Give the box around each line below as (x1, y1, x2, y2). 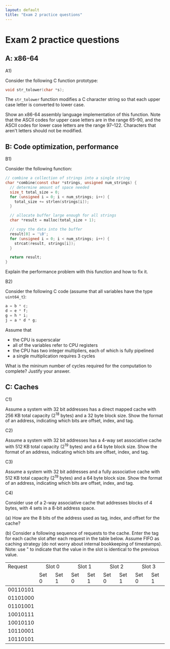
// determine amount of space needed (10, 185, 90, 190)
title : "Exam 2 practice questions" (5, 12, 82, 17)
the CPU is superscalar (12, 337, 61, 343)
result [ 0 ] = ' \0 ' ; (10, 231, 49, 236)
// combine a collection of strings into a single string (5, 175, 130, 181)
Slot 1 (77, 563, 92, 570)
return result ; (10, 255, 42, 260)
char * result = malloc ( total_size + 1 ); (10, 218, 96, 223)
